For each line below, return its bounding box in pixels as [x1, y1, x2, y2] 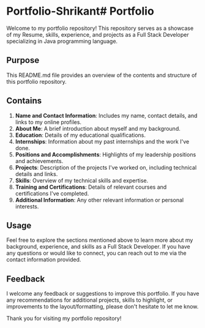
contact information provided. [6, 256, 81, 263]
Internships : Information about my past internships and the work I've [15, 137, 190, 145]
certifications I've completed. [15, 189, 89, 197]
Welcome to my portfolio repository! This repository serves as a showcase [6, 24, 194, 32]
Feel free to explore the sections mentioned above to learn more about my [6, 236, 193, 244]
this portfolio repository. [6, 78, 67, 85]
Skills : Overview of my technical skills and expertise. [15, 177, 149, 184]
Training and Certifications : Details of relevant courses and [15, 183, 167, 191]
